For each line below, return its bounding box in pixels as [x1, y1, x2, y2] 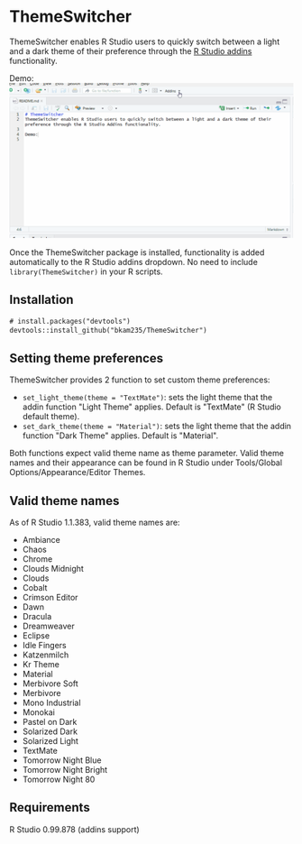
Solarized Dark [22, 726, 78, 737]
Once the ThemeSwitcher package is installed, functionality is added [9, 246, 265, 258]
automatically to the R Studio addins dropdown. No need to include [9, 256, 259, 267]
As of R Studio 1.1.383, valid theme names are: [9, 517, 180, 528]
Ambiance [22, 535, 60, 546]
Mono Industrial [22, 697, 81, 709]
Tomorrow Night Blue [22, 755, 102, 766]
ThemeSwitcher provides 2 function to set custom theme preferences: [9, 374, 270, 385]
